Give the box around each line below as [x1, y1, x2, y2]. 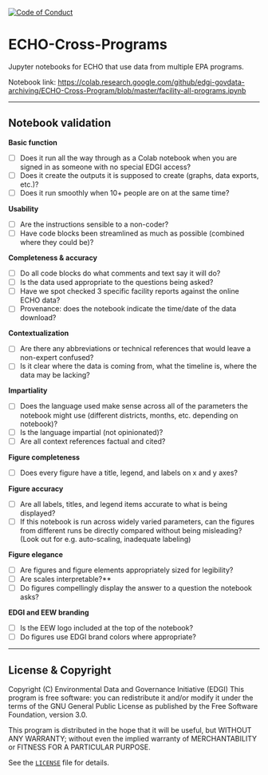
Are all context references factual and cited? [19, 436, 166, 446]
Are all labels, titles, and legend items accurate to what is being [19, 499, 228, 508]
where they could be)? [19, 238, 94, 247]
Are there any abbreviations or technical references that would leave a [19, 344, 251, 354]
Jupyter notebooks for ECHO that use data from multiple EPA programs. [8, 61, 245, 71]
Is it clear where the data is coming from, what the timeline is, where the [19, 362, 258, 371]
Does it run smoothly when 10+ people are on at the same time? [19, 188, 230, 197]
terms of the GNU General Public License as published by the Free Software [8, 701, 258, 710]
